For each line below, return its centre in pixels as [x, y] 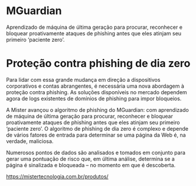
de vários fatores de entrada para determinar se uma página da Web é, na [96, 135]
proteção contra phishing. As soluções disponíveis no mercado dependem [97, 92]
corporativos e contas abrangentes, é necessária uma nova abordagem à [95, 86]
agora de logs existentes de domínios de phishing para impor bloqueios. [94, 98]
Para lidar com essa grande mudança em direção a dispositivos [83, 79]
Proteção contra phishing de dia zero [98, 64]
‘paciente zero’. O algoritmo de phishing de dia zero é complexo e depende [97, 128]
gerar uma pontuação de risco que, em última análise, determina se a [91, 159]
